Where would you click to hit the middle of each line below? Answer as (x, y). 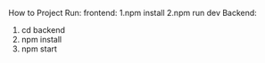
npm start (39, 49)
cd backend (43, 30)
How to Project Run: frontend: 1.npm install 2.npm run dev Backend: (133, 13)
